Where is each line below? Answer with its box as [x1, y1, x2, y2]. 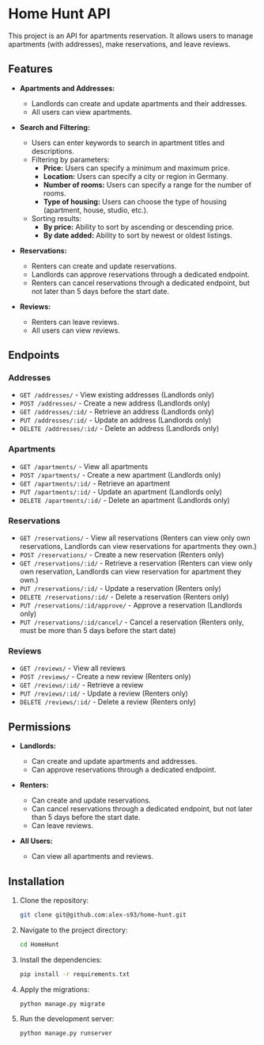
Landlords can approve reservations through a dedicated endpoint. [31, 269, 251, 279]
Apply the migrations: [19, 984, 90, 994]
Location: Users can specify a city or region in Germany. [43, 171, 228, 181]
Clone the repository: [19, 895, 89, 905]
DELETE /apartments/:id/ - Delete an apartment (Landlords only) [19, 495, 231, 505]
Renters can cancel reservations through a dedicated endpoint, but [31, 278, 251, 288]
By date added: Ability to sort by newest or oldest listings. [43, 231, 233, 240]
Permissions [8, 720, 71, 734]
